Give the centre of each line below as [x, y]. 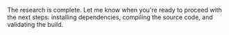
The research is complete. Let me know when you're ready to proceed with [114, 10]
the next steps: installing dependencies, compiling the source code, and [110, 17]
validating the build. [35, 24]
